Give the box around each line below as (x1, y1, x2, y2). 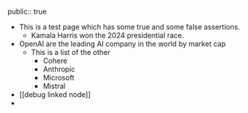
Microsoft (42, 73, 75, 82)
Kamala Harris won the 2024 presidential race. (30, 31, 184, 40)
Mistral (42, 81, 65, 91)
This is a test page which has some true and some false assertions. (18, 22, 241, 31)
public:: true (7, 7, 47, 16)
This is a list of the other (30, 48, 111, 56)
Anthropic (42, 64, 76, 74)
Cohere (42, 56, 68, 65)
